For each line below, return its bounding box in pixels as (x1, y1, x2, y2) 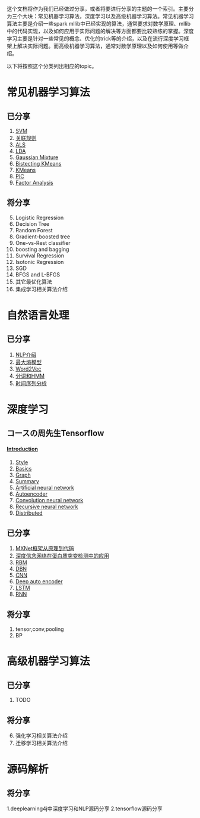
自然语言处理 (7, 309, 70, 322)
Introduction (7, 445, 38, 452)
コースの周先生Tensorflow (7, 428, 104, 438)
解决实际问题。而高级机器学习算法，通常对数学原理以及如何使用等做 (17, 42, 183, 49)
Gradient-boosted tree (15, 233, 71, 240)
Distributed (15, 509, 43, 517)
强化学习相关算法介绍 (15, 732, 68, 739)
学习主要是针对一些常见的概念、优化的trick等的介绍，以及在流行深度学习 (7, 35, 185, 42)
